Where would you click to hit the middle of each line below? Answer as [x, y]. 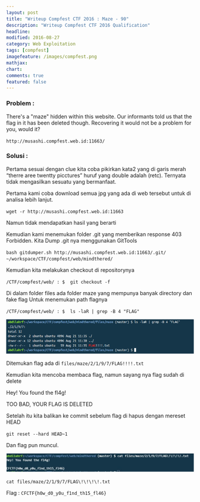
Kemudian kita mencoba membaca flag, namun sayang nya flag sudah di [95, 375]
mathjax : [17, 63]
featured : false [26, 82]
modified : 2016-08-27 [33, 38]
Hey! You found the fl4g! [36, 393]
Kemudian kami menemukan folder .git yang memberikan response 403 [94, 234]
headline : [18, 32]
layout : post [22, 13]
